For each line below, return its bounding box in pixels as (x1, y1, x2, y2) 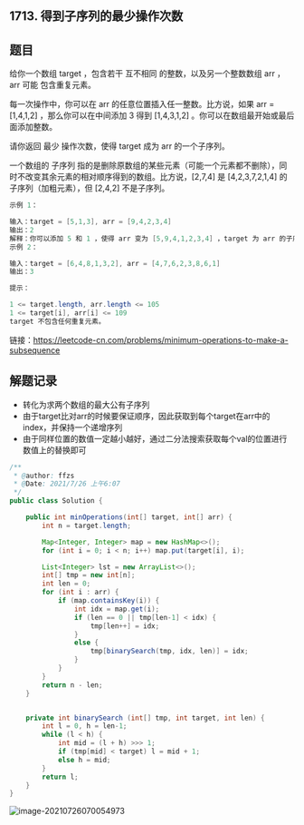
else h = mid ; (57, 755, 111, 764)
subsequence (9, 344, 61, 356)
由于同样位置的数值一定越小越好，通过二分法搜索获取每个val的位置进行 (22, 433, 288, 444)
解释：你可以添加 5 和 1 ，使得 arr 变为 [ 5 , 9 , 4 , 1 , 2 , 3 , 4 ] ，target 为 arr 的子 (9, 234, 293, 243)
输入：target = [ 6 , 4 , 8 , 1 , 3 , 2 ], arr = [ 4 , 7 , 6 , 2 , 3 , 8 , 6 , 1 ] (9, 259, 221, 268)
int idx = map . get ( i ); (73, 604, 160, 614)
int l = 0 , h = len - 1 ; (42, 722, 128, 731)
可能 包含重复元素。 (22, 80, 97, 91)
